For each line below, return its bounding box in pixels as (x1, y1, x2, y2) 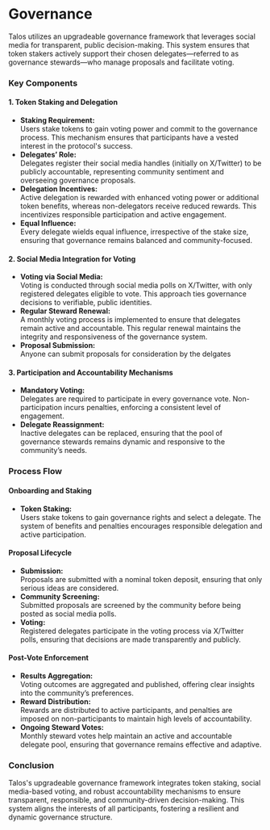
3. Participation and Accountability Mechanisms (8, 367, 173, 377)
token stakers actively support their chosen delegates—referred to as (8, 48, 239, 58)
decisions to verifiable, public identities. (19, 298, 152, 308)
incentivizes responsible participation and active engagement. (19, 210, 227, 220)
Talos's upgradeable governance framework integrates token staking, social (8, 778, 261, 788)
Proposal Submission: (19, 341, 96, 350)
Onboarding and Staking (8, 485, 92, 495)
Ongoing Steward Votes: (19, 723, 105, 731)
